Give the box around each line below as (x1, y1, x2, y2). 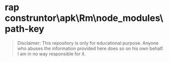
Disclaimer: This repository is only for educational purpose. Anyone (17, 40, 159, 46)
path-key (5, 23, 44, 35)
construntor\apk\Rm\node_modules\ (5, 12, 163, 24)
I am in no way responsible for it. (17, 50, 86, 57)
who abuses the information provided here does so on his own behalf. (17, 45, 164, 51)
